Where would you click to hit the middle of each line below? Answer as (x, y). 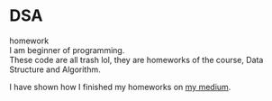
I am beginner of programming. (67, 50)
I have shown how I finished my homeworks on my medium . (120, 87)
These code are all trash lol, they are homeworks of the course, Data (136, 60)
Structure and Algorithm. (55, 69)
